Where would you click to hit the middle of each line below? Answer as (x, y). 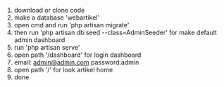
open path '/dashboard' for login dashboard (77, 55)
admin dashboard (39, 40)
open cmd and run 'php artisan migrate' (71, 25)
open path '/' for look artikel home (63, 70)
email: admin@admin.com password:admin (76, 62)
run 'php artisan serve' (47, 47)
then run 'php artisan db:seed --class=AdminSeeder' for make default (115, 32)
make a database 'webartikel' (57, 18)
